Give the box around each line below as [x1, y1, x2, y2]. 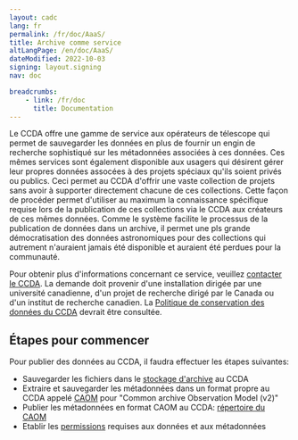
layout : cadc [9, 12, 58, 22]
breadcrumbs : [9, 87, 58, 96]
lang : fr [9, 21, 42, 30]
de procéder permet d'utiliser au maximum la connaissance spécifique [9, 195, 269, 205]
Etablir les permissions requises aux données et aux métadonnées [21, 421, 266, 432]
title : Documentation [32, 104, 114, 112]
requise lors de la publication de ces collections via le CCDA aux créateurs [9, 204, 284, 215]
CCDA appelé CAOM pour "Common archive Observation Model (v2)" [21, 393, 279, 403]
